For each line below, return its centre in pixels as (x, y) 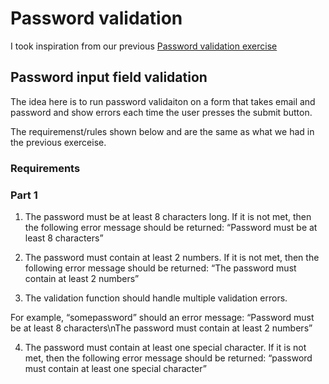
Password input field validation (109, 77)
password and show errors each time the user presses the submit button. (161, 112)
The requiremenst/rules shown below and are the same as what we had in (162, 131)
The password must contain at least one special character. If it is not (165, 347)
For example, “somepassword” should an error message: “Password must (162, 317)
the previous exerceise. (58, 142)
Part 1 (24, 195)
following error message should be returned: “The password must (160, 268)
